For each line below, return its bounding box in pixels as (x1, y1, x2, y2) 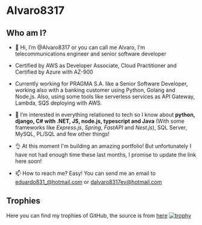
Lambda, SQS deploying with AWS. (14, 99, 103, 106)
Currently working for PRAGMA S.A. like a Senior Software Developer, (14, 80, 188, 87)
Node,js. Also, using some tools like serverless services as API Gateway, (14, 93, 195, 100)
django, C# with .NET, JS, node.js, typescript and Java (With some (14, 117, 185, 125)
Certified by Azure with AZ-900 (14, 68, 93, 76)
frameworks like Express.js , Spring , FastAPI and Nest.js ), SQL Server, (14, 124, 188, 131)
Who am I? (6, 28, 47, 38)
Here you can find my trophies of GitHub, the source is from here (6, 212, 168, 219)
